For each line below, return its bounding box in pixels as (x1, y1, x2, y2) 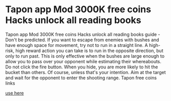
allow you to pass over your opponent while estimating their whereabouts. (5, 58, 162, 64)
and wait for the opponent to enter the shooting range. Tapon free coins (5, 74, 157, 81)
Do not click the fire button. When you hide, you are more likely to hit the (5, 64, 158, 70)
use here (5, 90, 24, 96)
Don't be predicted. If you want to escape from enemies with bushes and (5, 37, 160, 43)
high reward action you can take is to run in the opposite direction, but (15, 47, 164, 54)
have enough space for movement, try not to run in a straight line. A (5, 42, 148, 48)
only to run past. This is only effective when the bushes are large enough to (5, 53, 165, 59)
